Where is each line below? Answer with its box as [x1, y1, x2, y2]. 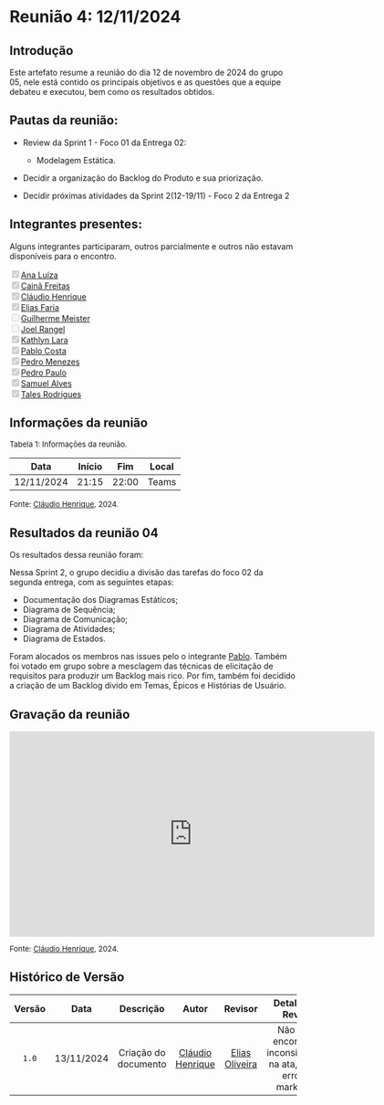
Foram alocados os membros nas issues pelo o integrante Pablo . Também [9, 651, 287, 662]
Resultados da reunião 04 [9, 525, 159, 541]
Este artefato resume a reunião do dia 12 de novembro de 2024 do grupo [9, 67, 284, 78]
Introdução [9, 43, 74, 58]
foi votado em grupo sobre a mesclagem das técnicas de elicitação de [9, 660, 274, 672]
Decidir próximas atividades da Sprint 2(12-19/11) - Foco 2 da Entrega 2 [22, 190, 290, 201]
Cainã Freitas [21, 280, 70, 291]
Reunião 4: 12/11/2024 [9, 6, 182, 27]
